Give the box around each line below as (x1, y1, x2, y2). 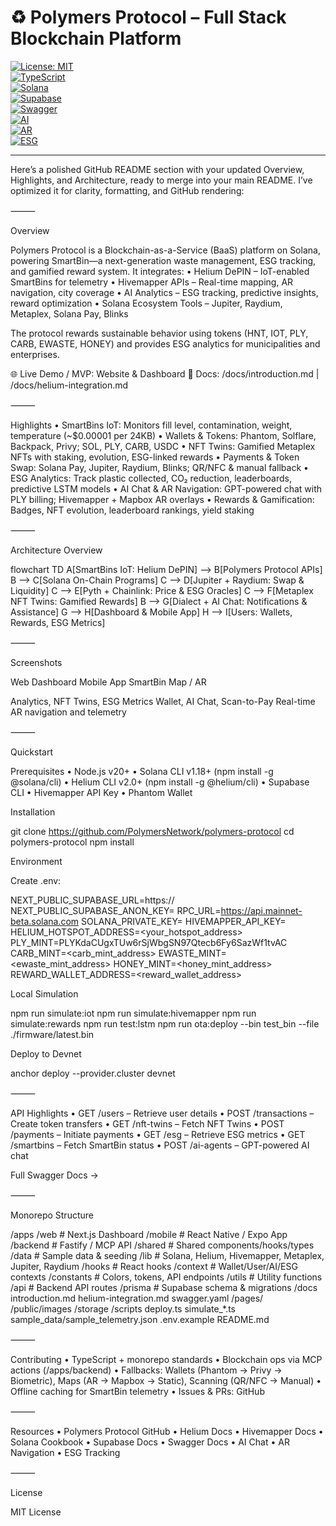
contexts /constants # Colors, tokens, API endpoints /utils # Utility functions (10, 1271, 323, 1283)
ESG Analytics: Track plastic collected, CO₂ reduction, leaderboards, (10, 472, 292, 484)
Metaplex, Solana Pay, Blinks (10, 307, 129, 320)
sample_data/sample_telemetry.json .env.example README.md (10, 1313, 270, 1325)
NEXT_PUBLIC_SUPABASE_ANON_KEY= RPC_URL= (10, 904, 222, 916)
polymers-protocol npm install (10, 836, 135, 848)
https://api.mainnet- (220, 904, 303, 916)
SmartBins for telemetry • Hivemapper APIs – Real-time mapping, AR (10, 276, 294, 288)
